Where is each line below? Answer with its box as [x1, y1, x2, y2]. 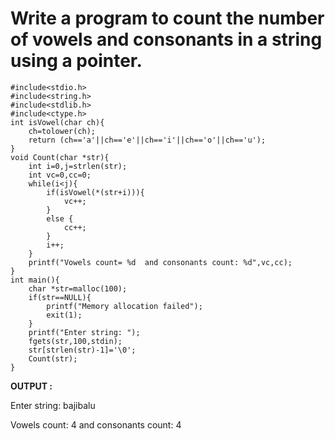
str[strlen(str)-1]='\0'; [28, 345, 137, 355]
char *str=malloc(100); [28, 283, 128, 294]
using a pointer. [10, 50, 143, 72]
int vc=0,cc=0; [28, 170, 92, 180]
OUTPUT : [10, 380, 53, 392]
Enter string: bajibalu [10, 399, 96, 411]
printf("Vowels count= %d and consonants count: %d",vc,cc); [28, 257, 293, 267]
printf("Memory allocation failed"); [46, 301, 203, 311]
